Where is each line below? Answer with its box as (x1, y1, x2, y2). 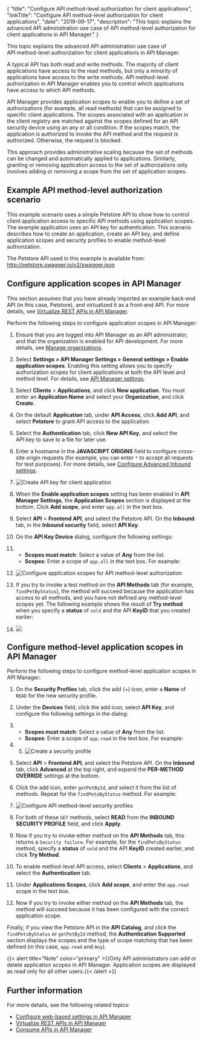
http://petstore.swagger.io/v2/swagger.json (7, 261, 115, 268)
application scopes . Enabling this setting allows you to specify (15, 362, 173, 369)
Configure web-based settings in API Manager (15, 1013, 132, 1020)
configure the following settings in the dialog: (15, 710, 129, 718)
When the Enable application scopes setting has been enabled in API (15, 490, 190, 497)
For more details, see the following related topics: (7, 1001, 130, 1009)
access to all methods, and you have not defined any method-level (15, 594, 182, 601)
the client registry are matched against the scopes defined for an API (7, 117, 179, 125)
